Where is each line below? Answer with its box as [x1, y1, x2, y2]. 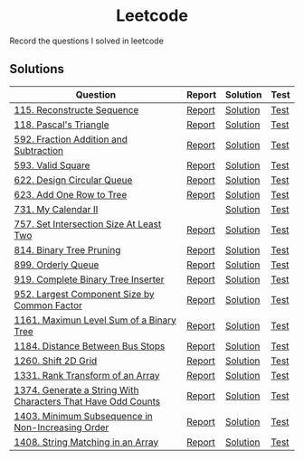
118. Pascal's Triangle [14, 118, 109, 131]
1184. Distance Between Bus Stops [14, 340, 166, 352]
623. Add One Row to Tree [14, 188, 128, 201]
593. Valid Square [14, 159, 90, 172]
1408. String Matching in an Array [14, 436, 159, 448]
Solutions [9, 61, 65, 77]
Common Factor [14, 299, 83, 312]
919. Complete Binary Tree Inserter [14, 273, 165, 286]
